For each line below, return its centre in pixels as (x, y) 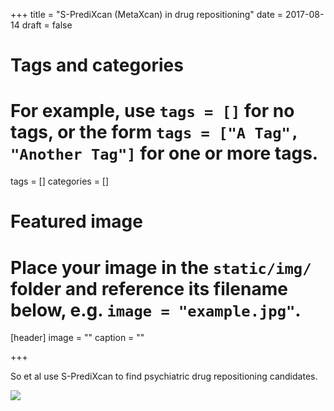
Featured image (76, 221)
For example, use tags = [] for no (152, 111)
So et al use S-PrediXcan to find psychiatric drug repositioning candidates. (164, 376)
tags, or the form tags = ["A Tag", (155, 132)
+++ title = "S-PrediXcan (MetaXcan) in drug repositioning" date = (147, 14)
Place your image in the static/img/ (161, 267)
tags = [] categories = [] (60, 181)
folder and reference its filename (149, 288)
